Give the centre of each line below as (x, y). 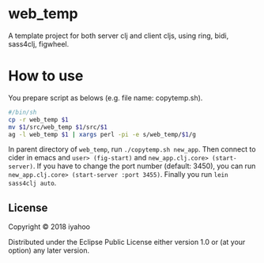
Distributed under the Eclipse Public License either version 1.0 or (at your (127, 242)
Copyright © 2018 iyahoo (49, 227)
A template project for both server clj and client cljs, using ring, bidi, (119, 36)
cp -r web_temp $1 (38, 119)
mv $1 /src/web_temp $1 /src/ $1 (58, 127)
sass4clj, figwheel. (39, 43)
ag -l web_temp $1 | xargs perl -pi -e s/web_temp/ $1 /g (102, 134)
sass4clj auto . (32, 183)
